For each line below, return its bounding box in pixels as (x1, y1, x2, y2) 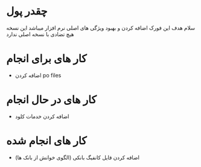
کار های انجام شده (6, 134, 87, 147)
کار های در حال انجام (6, 93, 97, 107)
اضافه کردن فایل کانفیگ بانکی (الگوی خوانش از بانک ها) (14, 154, 140, 161)
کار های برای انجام (6, 52, 87, 66)
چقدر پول (6, 4, 48, 18)
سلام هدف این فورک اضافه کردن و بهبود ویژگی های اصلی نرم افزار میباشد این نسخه (6, 24, 195, 31)
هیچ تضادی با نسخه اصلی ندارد (6, 30, 74, 37)
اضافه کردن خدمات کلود (14, 113, 69, 120)
